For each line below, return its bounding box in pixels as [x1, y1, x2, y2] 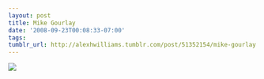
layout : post [8, 11, 51, 20]
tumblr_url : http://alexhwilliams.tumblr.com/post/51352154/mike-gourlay [8, 41, 257, 49]
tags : [8, 33, 26, 42]
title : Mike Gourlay [8, 19, 77, 27]
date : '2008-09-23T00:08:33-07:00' [8, 26, 126, 34]
